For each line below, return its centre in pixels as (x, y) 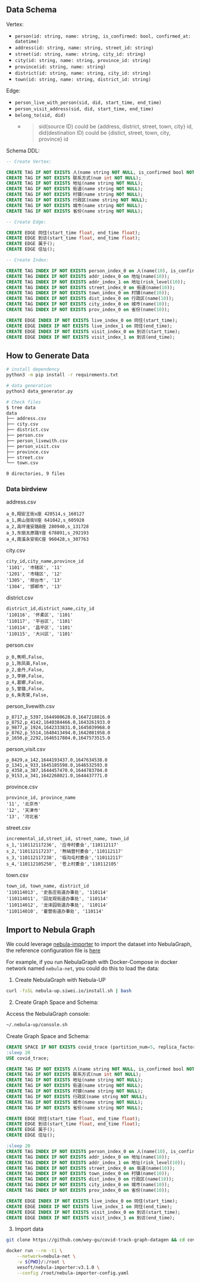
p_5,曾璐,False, (25, 689)
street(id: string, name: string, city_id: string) (80, 54)
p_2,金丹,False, (25, 670)
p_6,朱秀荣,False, (28, 695)
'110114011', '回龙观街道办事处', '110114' (57, 899)
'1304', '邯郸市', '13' (34, 587)
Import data (29, 1229)
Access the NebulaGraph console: (48, 1014)
